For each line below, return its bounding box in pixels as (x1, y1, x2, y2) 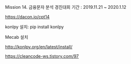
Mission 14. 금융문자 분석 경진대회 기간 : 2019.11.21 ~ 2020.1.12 (5, 4, 127, 10)
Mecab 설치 (5, 34, 28, 40)
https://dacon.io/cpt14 (5, 14, 50, 19)
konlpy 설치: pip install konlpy (5, 24, 64, 30)
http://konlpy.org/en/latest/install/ (5, 44, 72, 49)
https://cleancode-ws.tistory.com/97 (5, 53, 79, 59)
